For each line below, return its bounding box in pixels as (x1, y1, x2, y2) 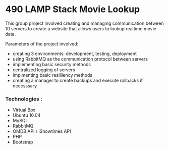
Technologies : (5, 95, 42, 102)
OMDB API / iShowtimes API (12, 128, 71, 134)
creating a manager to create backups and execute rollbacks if (12, 77, 143, 83)
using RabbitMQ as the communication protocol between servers (12, 56, 148, 62)
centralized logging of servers (12, 67, 76, 73)
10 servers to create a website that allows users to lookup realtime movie (5, 25, 157, 31)
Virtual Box (12, 107, 36, 113)
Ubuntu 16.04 (12, 112, 41, 118)
